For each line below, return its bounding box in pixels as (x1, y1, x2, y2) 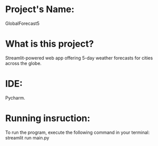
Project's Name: (5, 4, 74, 15)
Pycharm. (5, 95, 25, 101)
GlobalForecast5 (5, 20, 39, 26)
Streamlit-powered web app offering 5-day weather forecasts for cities (5, 55, 153, 61)
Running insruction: (5, 113, 90, 124)
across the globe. (5, 60, 42, 66)
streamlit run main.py (5, 134, 50, 140)
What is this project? (5, 38, 94, 50)
